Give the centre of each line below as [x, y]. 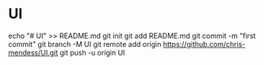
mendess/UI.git [33, 52]
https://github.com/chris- [204, 44]
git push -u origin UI [92, 52]
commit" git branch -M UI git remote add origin [85, 44]
